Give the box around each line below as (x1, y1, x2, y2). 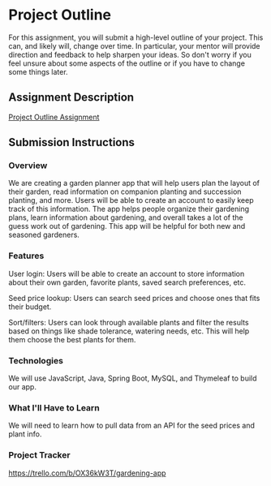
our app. (8, 382, 37, 392)
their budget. (8, 302, 52, 312)
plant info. (8, 429, 42, 439)
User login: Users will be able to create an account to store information (8, 269, 245, 278)
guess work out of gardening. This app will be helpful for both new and (8, 221, 246, 231)
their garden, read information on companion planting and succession (8, 187, 242, 196)
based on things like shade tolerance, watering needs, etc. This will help (8, 326, 250, 336)
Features (8, 250, 45, 261)
